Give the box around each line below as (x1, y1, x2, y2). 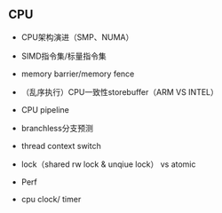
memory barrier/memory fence (20, 68, 135, 79)
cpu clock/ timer (20, 193, 82, 204)
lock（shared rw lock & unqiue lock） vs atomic (20, 159, 196, 170)
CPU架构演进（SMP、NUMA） (20, 31, 134, 43)
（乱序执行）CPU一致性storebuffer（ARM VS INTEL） (20, 86, 219, 97)
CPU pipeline (20, 104, 70, 114)
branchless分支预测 (20, 122, 94, 133)
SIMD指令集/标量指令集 (20, 51, 107, 61)
